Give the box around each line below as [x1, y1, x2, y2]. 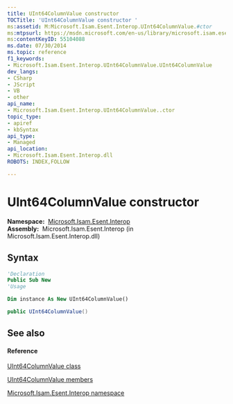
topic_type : [7, 113, 42, 120]
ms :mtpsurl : [7, 29, 42, 37]
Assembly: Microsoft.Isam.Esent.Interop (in [7, 225, 134, 233]
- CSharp [7, 74, 33, 82]
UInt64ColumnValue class [7, 362, 81, 371]
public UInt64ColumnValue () [7, 308, 89, 315]
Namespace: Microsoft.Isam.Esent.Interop [7, 217, 130, 225]
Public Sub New [7, 276, 51, 284]
